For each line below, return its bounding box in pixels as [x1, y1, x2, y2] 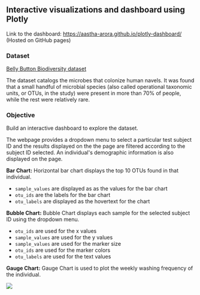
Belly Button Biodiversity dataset [6, 65, 87, 73]
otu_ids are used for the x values [14, 228, 97, 235]
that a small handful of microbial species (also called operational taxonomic [6, 84, 192, 91]
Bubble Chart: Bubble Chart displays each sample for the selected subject [6, 210, 190, 217]
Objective [6, 111, 35, 120]
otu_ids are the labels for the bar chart [14, 192, 111, 199]
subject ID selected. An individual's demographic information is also [6, 149, 174, 156]
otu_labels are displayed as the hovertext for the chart [14, 198, 150, 205]
